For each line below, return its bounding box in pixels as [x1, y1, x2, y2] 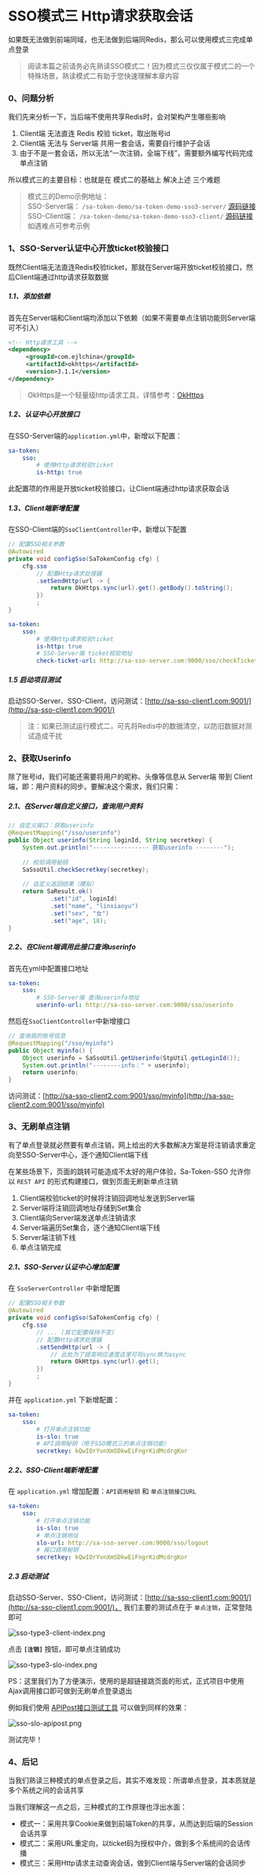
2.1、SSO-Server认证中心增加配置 [8, 1262, 119, 1272]
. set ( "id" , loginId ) [49, 895, 118, 903]
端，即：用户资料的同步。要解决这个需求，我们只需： [8, 782, 181, 792]
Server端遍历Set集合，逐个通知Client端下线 [19, 1223, 161, 1232]
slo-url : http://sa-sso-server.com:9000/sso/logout [36, 1539, 210, 1547]
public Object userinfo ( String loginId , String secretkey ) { [8, 836, 213, 844]
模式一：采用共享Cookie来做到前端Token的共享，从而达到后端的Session [19, 1819, 254, 1829]
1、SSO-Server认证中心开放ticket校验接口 [8, 243, 169, 254]
